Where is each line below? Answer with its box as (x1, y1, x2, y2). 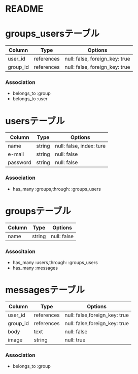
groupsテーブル (5, 205, 71, 217)
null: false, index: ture (55, 142, 106, 150)
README (5, 3, 44, 15)
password (8, 159, 31, 166)
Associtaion (5, 248, 36, 255)
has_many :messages (12, 265, 58, 271)
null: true (64, 336, 86, 343)
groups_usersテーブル (5, 28, 100, 40)
